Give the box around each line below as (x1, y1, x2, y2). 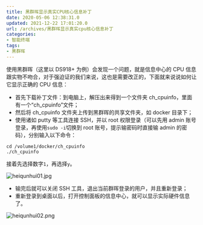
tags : (6, 43, 20, 49)
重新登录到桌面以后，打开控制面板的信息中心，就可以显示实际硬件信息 (14, 192, 190, 200)
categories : (6, 31, 36, 37)
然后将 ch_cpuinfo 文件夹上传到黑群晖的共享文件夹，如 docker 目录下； (14, 108, 193, 116)
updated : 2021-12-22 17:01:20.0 (6, 20, 88, 26)
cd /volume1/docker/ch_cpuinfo (6, 143, 85, 149)
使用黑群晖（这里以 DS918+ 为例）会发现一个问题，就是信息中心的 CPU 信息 (6, 65, 196, 73)
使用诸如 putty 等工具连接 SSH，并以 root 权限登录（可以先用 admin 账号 (14, 116, 196, 123)
